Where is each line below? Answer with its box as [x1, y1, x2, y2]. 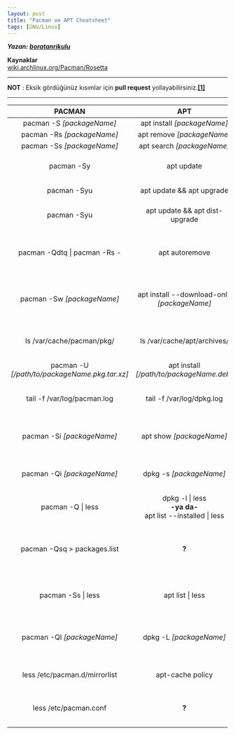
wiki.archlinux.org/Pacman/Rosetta [7, 64, 108, 72]
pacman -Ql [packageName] [22, 632, 118, 642]
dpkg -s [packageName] [143, 469, 226, 479]
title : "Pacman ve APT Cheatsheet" [7, 17, 111, 24]
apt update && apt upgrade [140, 186, 229, 196]
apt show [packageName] [141, 431, 228, 441]
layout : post [7, 10, 45, 17]
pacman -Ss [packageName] [20, 141, 119, 151]
